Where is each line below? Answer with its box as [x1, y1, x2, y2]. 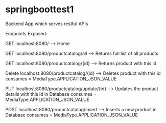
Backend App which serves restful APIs [5, 20, 88, 27]
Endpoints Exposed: [5, 30, 48, 36]
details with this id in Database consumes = [5, 91, 97, 97]
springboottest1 [5, 4, 74, 15]
